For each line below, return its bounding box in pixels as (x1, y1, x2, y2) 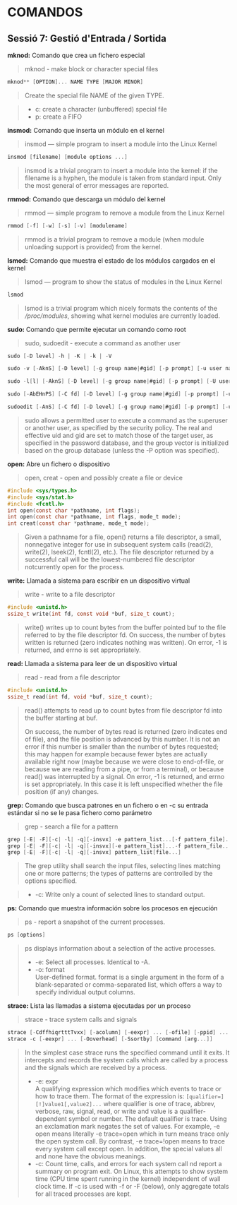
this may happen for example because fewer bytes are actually (24, 749, 208, 758)
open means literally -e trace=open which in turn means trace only (35, 1129, 229, 1138)
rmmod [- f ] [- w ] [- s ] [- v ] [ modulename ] (7, 222, 128, 230)
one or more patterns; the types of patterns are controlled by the (24, 869, 213, 878)
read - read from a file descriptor (24, 672, 121, 682)
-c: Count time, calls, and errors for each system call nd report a (35, 1159, 222, 1168)
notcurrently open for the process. (24, 563, 125, 571)
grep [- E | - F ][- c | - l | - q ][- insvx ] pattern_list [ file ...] (7, 849, 181, 856)
